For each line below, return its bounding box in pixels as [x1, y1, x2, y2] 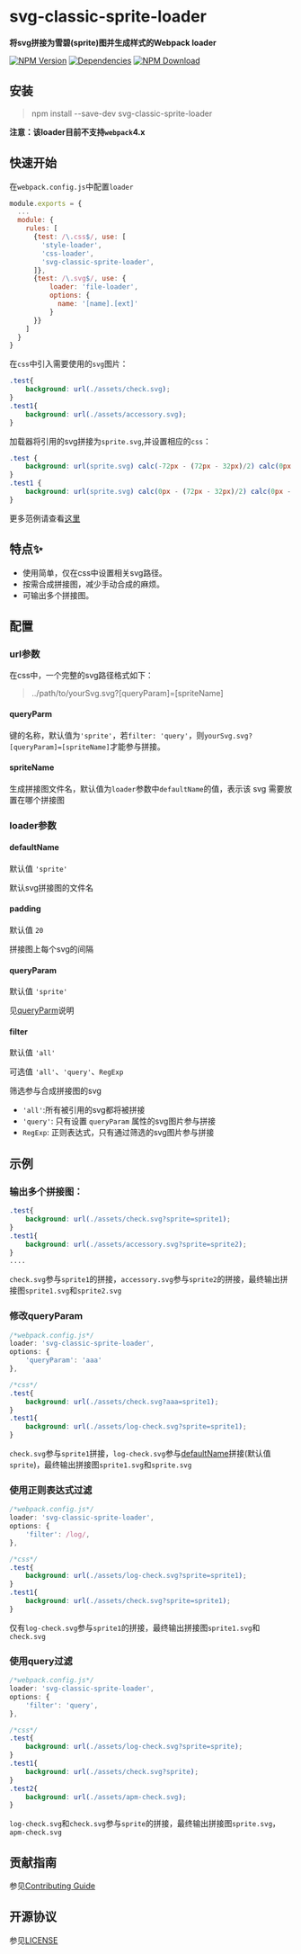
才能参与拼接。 [109, 740, 165, 752]
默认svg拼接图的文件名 [9, 882, 94, 892]
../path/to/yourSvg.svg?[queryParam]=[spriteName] [31, 688, 224, 699]
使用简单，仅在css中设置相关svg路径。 [22, 567, 168, 578]
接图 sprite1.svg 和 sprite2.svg [9, 1285, 122, 1296]
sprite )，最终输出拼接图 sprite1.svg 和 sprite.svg [9, 1459, 192, 1470]
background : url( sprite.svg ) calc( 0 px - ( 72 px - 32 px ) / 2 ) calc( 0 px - [25, 488, 292, 497]
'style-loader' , [41, 240, 102, 249]
